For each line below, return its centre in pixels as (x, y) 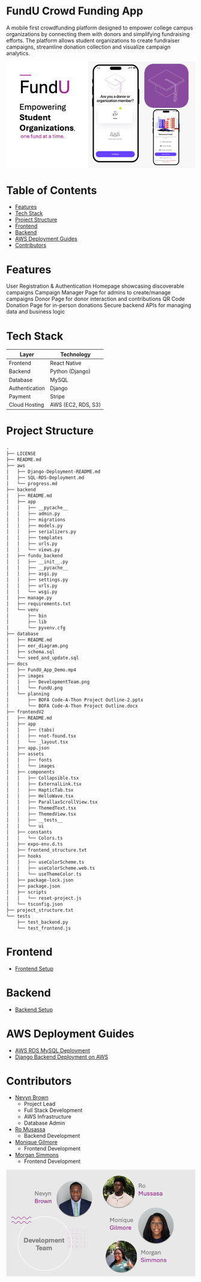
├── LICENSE (21, 454)
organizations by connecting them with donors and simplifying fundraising (98, 34)
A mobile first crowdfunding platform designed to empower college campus (100, 28)
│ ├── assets (25, 754)
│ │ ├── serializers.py (41, 532)
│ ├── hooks (24, 856)
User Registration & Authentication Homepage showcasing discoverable (95, 286)
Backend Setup (34, 1009)
